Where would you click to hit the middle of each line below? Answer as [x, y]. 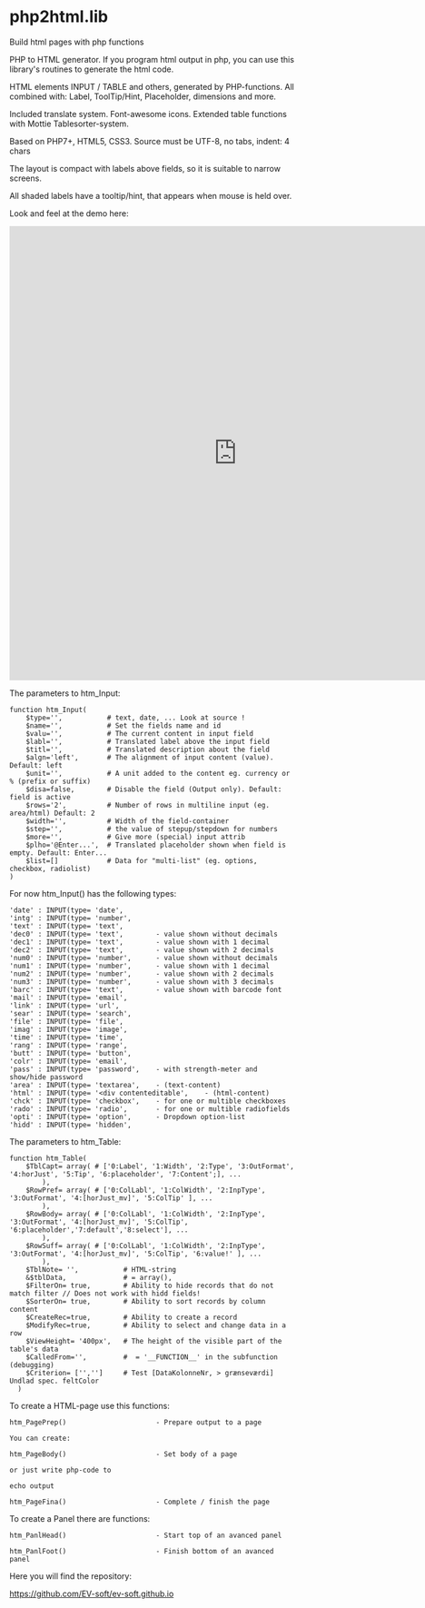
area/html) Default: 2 [52, 813]
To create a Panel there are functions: [80, 1518]
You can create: [40, 1438]
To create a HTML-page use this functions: [89, 1405]
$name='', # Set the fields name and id [124, 725]
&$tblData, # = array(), [99, 1277]
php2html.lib [59, 17]
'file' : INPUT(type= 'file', [67, 1021]
